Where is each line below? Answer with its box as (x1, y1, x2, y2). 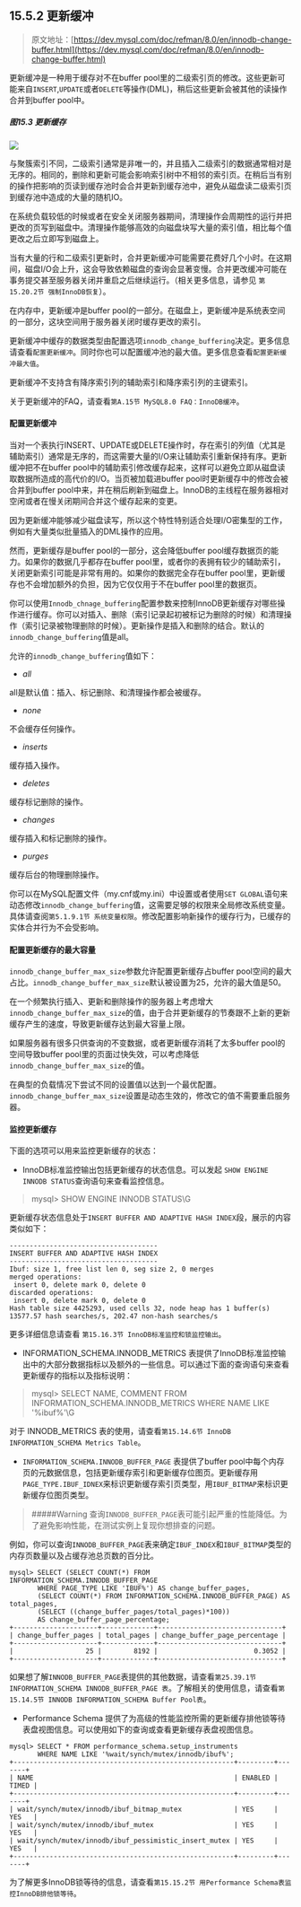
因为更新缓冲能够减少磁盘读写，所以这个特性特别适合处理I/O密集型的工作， (9, 514, 288, 525)
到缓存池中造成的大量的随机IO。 (9, 191, 128, 202)
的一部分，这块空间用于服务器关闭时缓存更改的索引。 (9, 316, 206, 327)
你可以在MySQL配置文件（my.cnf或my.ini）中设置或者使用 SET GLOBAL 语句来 (9, 888, 288, 899)
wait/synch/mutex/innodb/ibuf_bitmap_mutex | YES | (17, 1805, 279, 1815)
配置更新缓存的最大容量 (9, 944, 96, 955)
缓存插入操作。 (9, 759, 64, 770)
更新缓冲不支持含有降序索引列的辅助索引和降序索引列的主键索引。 (9, 376, 253, 388)
